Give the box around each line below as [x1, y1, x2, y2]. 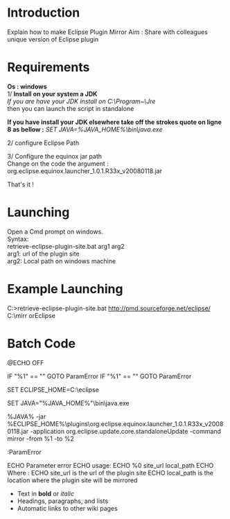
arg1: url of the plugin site [7, 249, 80, 258]
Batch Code [7, 335, 76, 351]
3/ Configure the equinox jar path [7, 152, 103, 160]
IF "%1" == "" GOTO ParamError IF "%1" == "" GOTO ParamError [7, 372, 192, 380]
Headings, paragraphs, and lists [17, 497, 109, 505]
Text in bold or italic [17, 489, 75, 498]
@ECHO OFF [7, 358, 44, 367]
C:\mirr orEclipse [7, 311, 55, 319]
